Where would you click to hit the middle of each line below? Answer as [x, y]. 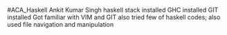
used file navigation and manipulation [61, 24]
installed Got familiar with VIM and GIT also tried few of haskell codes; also [114, 17]
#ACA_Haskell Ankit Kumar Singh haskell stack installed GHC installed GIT [113, 10]
